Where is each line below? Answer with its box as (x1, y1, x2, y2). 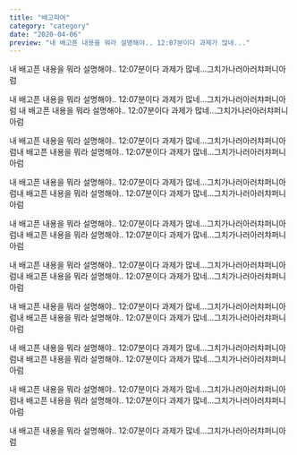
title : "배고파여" (9, 13, 71, 22)
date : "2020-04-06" (9, 30, 82, 39)
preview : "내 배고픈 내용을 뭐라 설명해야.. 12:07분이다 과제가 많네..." (9, 38, 250, 47)
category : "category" (9, 21, 90, 30)
